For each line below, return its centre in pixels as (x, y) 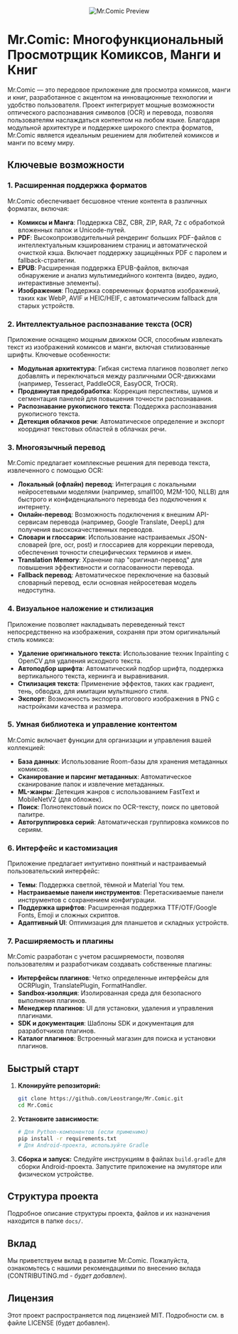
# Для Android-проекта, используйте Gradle (83, 1145)
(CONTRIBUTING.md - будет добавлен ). (67, 1276)
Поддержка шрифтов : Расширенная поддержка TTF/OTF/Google (117, 907)
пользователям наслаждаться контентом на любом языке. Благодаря (114, 120)
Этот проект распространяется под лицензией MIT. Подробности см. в (116, 1315)
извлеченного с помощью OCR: (55, 471)
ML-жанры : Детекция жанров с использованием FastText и (109, 791)
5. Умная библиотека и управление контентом (92, 724)
